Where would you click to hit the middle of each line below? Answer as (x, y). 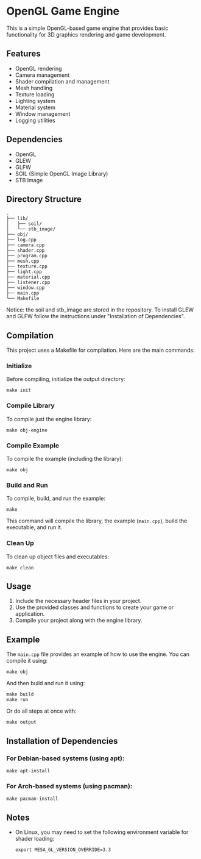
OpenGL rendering (38, 68)
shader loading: (35, 839)
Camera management (42, 75)
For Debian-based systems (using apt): (65, 758)
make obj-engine (27, 430)
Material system (35, 107)
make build (20, 694)
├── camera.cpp (26, 245)
